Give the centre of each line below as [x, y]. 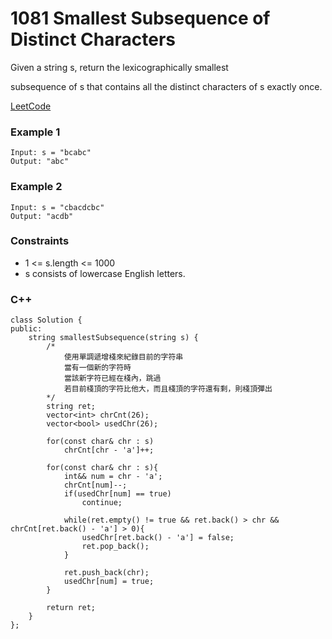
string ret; [71, 407]
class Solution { [46, 320]
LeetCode [31, 106]
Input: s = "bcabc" [51, 153]
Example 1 [35, 132]
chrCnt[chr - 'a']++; [109, 450]
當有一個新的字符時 [97, 368]
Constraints [40, 241]
